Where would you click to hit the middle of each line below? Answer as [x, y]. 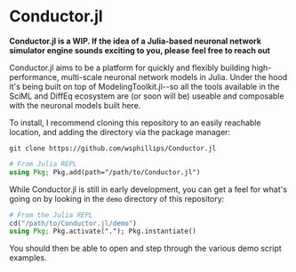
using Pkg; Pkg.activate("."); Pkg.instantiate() [103, 232]
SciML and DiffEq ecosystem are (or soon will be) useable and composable [147, 96]
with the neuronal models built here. [75, 105]
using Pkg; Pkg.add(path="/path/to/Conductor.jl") [105, 172]
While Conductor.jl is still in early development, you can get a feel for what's [148, 189]
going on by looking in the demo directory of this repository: [117, 198]
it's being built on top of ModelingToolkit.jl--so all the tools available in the [144, 86]
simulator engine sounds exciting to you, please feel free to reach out [140, 50]
